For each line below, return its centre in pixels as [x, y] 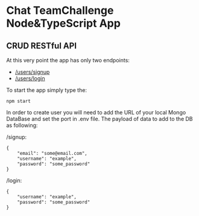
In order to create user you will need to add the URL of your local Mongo [96, 112]
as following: [22, 125]
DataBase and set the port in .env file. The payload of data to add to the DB [99, 119]
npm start [19, 101]
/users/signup [32, 72]
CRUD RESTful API [42, 46]
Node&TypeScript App [63, 23]
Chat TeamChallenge [60, 11]
